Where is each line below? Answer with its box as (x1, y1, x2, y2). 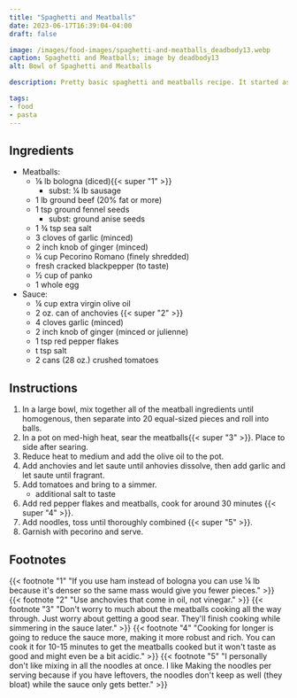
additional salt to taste (34, 489, 117, 500)
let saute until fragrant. (21, 470, 105, 481)
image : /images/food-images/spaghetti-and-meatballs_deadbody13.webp (9, 45, 271, 54)
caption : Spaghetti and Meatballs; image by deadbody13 (9, 54, 219, 63)
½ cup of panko (34, 270, 93, 281)
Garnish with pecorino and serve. (21, 526, 144, 537)
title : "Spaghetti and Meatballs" (9, 12, 137, 22)
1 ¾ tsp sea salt (34, 223, 92, 234)
